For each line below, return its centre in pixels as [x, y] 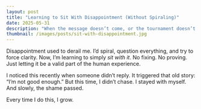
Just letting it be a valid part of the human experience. [73, 64]
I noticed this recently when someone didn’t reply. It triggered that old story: [101, 75]
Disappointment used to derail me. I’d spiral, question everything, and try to [100, 51]
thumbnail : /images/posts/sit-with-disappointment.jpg [77, 34]
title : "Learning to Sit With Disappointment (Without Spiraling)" [93, 17]
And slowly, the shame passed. [45, 88]
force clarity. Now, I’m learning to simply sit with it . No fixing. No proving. [97, 57]
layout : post [23, 12]
